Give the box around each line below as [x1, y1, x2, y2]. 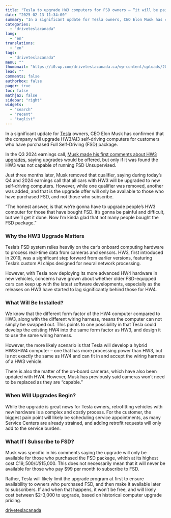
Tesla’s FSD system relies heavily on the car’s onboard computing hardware [5, 244, 164, 250]
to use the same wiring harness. [5, 332, 73, 339]
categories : [5, 21, 31, 27]
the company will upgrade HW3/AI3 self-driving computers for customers [5, 136, 160, 142]
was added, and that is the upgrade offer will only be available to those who [5, 188, 164, 194]
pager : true [5, 83, 31, 88]
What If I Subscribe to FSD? [5, 438, 75, 445]
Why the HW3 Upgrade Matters [5, 232, 85, 240]
